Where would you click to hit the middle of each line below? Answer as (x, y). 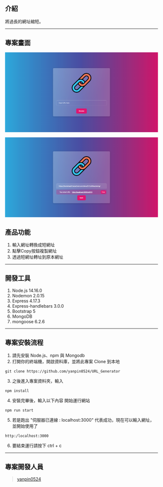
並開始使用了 (25, 426)
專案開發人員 (24, 467)
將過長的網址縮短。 (24, 21)
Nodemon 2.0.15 (28, 295)
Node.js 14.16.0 (27, 290)
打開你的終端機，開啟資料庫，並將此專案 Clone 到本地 (66, 361)
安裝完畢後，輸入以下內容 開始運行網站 (51, 400)
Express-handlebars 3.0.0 (38, 306)
